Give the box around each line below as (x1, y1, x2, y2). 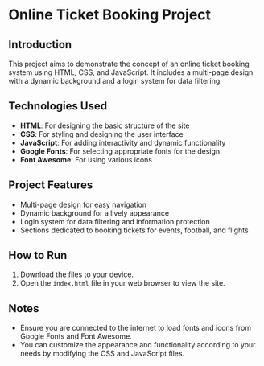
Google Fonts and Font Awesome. (19, 331, 133, 341)
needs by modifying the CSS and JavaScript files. (19, 348, 185, 359)
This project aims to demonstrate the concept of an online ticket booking (8, 59, 250, 68)
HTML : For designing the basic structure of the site (19, 121, 191, 130)
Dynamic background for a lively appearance (19, 208, 170, 218)
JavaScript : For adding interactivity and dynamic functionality (19, 138, 226, 147)
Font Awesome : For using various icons (19, 154, 153, 164)
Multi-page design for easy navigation (19, 199, 147, 209)
